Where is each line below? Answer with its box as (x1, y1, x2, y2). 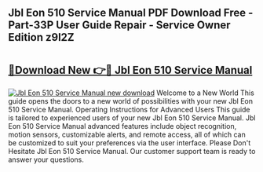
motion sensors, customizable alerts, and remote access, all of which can (8, 130, 246, 139)
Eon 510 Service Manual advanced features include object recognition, (8, 122, 237, 130)
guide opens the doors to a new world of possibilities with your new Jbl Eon (8, 97, 254, 105)
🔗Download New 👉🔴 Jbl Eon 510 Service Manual (8, 63, 253, 77)
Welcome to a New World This (156, 88, 255, 97)
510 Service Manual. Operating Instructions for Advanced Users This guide (8, 105, 250, 114)
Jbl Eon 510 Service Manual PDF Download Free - (8, 6, 254, 20)
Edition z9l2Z (8, 31, 75, 44)
